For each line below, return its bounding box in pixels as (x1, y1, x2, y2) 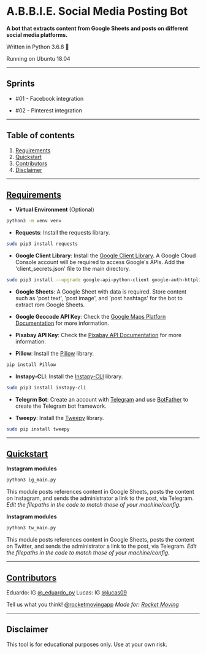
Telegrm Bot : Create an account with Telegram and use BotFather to (15, 395, 189, 403)
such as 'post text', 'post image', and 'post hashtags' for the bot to (15, 295, 183, 302)
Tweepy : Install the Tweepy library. (15, 414, 104, 421)
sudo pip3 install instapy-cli (6, 384, 86, 391)
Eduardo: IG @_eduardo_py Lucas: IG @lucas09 (6, 589, 128, 596)
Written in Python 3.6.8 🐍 (6, 43, 69, 50)
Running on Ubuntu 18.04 (6, 55, 71, 62)
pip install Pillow (6, 362, 56, 368)
